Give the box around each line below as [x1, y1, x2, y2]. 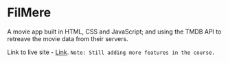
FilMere [7, 5, 52, 21]
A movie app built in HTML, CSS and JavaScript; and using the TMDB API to [7, 27, 222, 36]
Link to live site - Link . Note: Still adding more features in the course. [7, 48, 215, 56]
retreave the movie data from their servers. [7, 34, 128, 42]
